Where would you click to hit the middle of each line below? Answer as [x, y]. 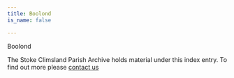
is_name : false [29, 20]
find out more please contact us [53, 67]
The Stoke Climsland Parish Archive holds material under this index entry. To [117, 59]
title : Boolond [29, 14]
